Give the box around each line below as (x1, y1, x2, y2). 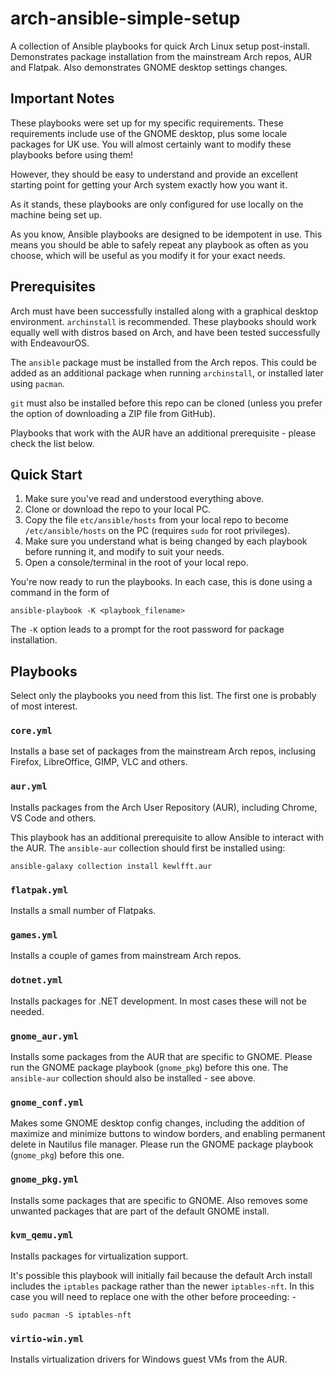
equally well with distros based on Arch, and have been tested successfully (10, 326, 321, 338)
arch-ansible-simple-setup (10, 7, 241, 30)
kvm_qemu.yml (10, 1230, 74, 1241)
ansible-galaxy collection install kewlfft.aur (10, 861, 213, 871)
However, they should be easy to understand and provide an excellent (10, 168, 299, 180)
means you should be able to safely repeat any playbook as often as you (10, 238, 309, 251)
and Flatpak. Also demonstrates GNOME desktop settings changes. (10, 61, 288, 73)
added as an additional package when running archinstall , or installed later (10, 367, 324, 379)
